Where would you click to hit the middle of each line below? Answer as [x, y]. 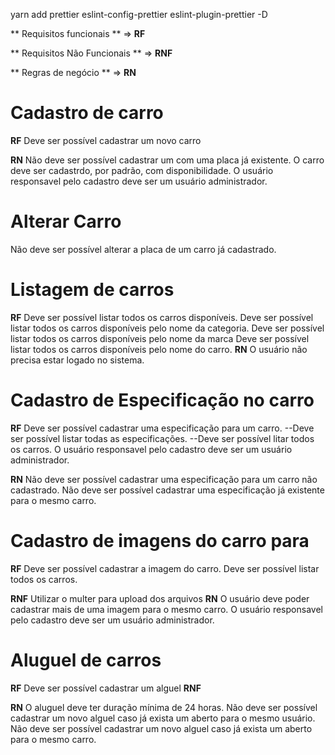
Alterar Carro [66, 221]
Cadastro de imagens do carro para [160, 540]
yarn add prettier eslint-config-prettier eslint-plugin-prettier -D [139, 14]
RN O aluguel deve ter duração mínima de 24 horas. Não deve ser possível [164, 707]
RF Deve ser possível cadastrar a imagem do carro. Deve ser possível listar [165, 568]
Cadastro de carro [87, 113]
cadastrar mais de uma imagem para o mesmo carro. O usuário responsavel [166, 609]
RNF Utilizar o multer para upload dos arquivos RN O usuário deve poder [160, 598]
